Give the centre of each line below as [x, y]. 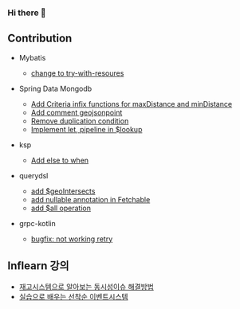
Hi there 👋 [27, 13]
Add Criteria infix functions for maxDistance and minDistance [132, 104]
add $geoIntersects [63, 191]
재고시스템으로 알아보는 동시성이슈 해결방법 [87, 287]
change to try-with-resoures [77, 73]
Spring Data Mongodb [55, 88]
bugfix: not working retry [72, 239]
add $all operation [61, 208]
